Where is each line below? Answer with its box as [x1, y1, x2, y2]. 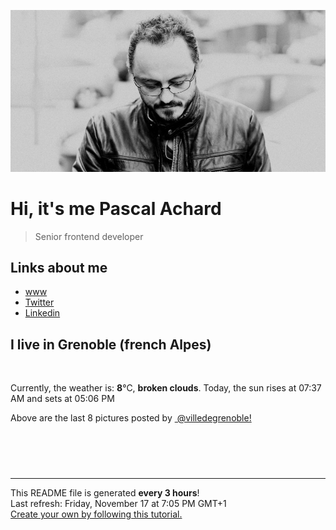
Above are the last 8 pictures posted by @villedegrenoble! [10, 412, 252, 424]
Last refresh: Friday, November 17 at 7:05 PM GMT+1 [10, 498, 227, 510]
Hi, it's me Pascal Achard [10, 197, 222, 220]
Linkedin [24, 307, 61, 319]
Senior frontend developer [34, 230, 144, 242]
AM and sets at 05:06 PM [10, 393, 115, 405]
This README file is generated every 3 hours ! [10, 487, 200, 499]
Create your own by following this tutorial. [10, 508, 183, 520]
